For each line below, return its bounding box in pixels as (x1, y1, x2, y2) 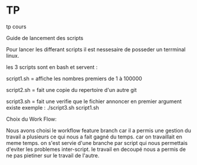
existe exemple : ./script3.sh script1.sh (6, 104, 99, 111)
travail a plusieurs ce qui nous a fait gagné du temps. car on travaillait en (6, 133, 183, 140)
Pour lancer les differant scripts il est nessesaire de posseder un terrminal (6, 45, 186, 53)
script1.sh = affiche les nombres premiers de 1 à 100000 (6, 75, 143, 82)
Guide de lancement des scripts (6, 34, 84, 41)
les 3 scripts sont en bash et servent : (6, 63, 98, 71)
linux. (6, 52, 19, 59)
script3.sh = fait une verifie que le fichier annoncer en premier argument (6, 98, 182, 105)
